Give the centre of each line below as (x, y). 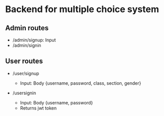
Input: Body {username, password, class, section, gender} (80, 83)
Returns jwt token (38, 108)
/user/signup (26, 73)
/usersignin (24, 93)
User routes (24, 61)
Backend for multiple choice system (82, 9)
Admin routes (27, 28)
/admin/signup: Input (34, 40)
